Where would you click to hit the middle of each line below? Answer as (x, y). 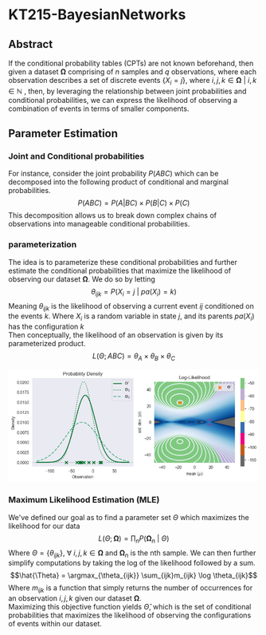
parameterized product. (47, 344)
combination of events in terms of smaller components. (99, 108)
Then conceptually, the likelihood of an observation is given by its (116, 335)
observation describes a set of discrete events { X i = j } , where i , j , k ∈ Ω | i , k (133, 81)
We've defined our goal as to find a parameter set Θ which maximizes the (129, 517)
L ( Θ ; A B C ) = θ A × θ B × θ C (134, 357)
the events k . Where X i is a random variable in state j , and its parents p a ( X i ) (131, 317)
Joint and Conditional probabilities (76, 156)
